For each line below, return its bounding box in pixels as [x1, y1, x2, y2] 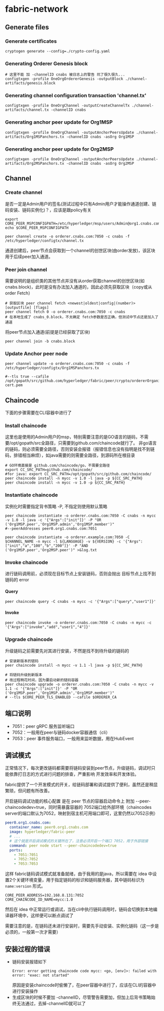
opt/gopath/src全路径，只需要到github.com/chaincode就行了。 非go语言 [11, 440, 157, 446]
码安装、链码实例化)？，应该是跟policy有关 [5, 207, 92, 213]
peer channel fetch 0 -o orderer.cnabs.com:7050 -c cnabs [5, 310, 125, 314]
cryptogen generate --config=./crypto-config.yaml [5, 49, 110, 53]
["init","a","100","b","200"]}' [5, 543, 71, 548]
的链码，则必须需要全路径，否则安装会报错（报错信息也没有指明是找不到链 [5, 446, 155, 452]
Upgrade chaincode [5, 636, 53, 643]
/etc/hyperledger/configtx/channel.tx [5, 238, 84, 243]
